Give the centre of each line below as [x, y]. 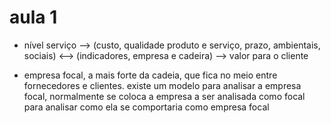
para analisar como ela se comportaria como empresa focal [146, 107]
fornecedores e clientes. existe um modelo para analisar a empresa [162, 85]
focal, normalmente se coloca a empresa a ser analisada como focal [164, 96]
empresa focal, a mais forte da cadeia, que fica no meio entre [150, 75]
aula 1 [33, 17]
